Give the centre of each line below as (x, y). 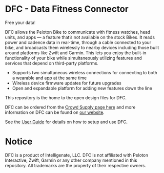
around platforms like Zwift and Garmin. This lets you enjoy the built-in (76, 53)
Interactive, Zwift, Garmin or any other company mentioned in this (71, 160)
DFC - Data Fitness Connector (67, 9)
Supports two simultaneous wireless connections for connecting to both (85, 72)
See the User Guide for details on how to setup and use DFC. (66, 122)
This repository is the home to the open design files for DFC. (66, 97)
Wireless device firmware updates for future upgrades (67, 83)
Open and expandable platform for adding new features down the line (82, 88)
